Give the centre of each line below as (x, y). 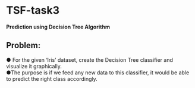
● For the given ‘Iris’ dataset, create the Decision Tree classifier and (90, 59)
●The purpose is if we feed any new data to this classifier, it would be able (98, 73)
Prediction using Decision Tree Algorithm (58, 27)
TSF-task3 (33, 10)
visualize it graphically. (34, 66)
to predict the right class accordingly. (52, 78)
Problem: (23, 45)
